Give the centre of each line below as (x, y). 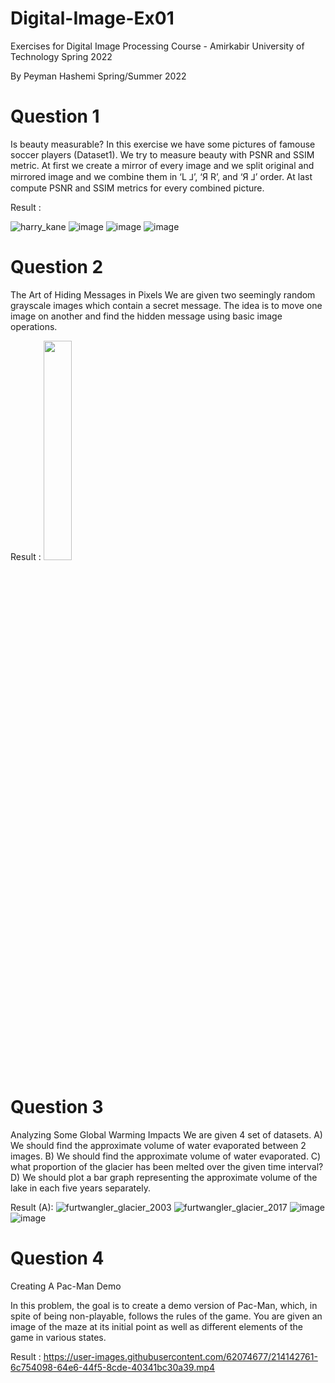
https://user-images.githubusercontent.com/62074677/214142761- (180, 1356)
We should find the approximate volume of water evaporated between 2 (158, 1145)
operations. (34, 326)
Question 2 (57, 267)
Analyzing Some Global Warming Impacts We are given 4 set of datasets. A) (166, 1134)
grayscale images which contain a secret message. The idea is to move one (166, 305)
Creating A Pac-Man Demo (66, 1286)
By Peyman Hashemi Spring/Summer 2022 (98, 76)
